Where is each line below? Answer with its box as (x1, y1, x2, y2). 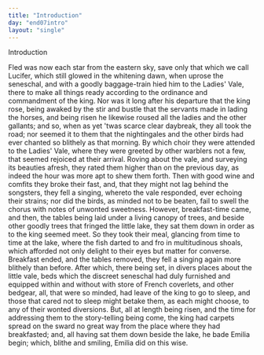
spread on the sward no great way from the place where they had (8, 321, 221, 331)
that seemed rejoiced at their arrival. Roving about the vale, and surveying (8, 155, 247, 164)
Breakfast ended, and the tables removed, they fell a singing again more (8, 254, 241, 264)
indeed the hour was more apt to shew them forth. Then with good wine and (8, 171, 255, 181)
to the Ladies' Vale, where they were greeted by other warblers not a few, (8, 146, 246, 156)
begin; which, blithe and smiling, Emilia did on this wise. (8, 339, 189, 348)
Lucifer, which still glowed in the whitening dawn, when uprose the (8, 71, 224, 81)
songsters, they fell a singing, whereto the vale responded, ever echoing (8, 188, 243, 197)
